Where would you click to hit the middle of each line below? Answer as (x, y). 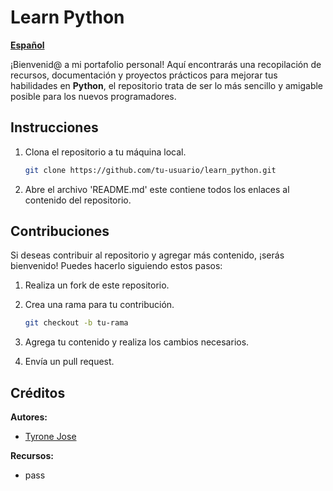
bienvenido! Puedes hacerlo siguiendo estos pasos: (116, 266)
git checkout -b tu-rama (76, 323)
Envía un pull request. (69, 362)
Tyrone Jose (50, 437)
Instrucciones (54, 127)
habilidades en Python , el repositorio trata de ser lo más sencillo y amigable (167, 85)
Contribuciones (60, 231)
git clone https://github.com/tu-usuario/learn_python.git (150, 170)
